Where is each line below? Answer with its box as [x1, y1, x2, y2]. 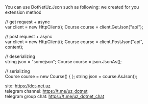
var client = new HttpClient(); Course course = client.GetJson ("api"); [5, 24, 144, 30]
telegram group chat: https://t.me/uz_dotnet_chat [5, 93, 104, 99]
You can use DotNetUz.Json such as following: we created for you [5, 4, 139, 10]
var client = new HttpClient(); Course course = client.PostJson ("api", [5, 39, 144, 45]
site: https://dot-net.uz [5, 83, 50, 89]
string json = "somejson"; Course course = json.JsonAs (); [5, 59, 122, 64]
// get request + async [5, 19, 50, 25]
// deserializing [5, 53, 35, 59]
